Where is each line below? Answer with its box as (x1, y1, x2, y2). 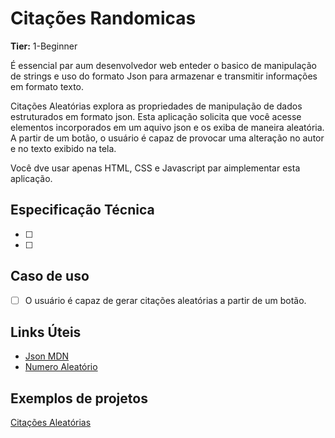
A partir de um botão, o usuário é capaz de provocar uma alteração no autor (10, 132, 325, 144)
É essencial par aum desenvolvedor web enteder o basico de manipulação (10, 59, 317, 71)
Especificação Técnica (10, 202, 155, 219)
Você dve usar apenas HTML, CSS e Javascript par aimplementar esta (10, 162, 301, 174)
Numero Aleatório (24, 361, 98, 373)
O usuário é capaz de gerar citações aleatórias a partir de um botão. (24, 294, 307, 306)
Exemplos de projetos (10, 390, 148, 407)
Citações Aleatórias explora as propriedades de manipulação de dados (10, 100, 303, 112)
